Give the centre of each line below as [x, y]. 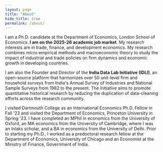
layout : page [18, 10]
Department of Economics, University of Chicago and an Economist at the [80, 139]
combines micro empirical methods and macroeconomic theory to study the [81, 53]
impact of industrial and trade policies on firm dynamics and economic [76, 58]
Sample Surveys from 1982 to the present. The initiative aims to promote [78, 88]
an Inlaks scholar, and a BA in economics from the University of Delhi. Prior [81, 129]
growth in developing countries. [37, 63]
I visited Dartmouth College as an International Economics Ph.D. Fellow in [79, 108]
